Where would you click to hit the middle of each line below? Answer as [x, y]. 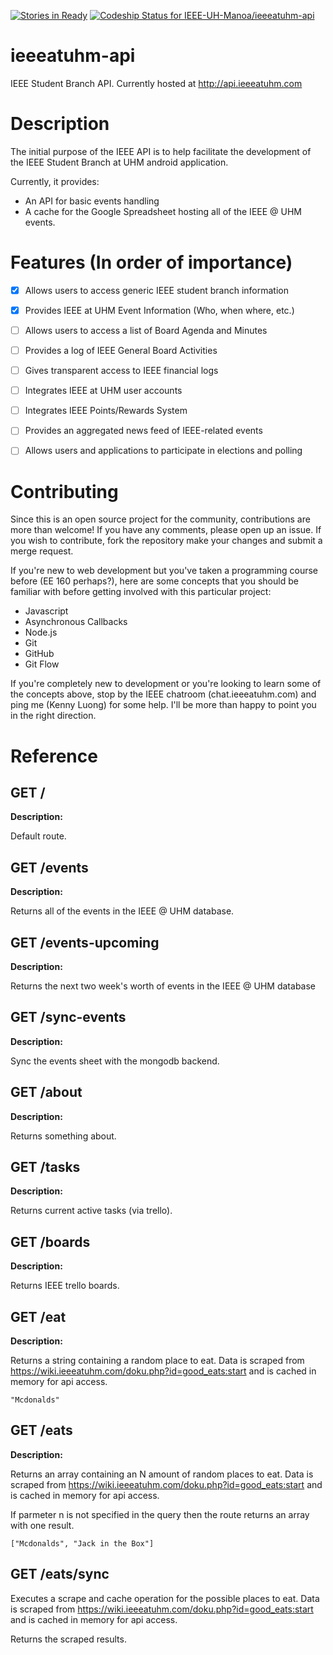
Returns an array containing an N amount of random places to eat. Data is [162, 1474]
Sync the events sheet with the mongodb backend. [115, 1061]
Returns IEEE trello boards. [65, 1286]
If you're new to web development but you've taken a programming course [164, 571]
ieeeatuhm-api [73, 56]
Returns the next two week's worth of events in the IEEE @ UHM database [163, 986]
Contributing [64, 491]
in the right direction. [53, 716]
